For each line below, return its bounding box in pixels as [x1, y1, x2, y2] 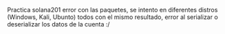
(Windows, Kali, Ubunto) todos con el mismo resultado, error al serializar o [7, 13, 218, 21]
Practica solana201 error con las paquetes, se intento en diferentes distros [7, 6, 218, 14]
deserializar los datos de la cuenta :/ [7, 20, 110, 28]
